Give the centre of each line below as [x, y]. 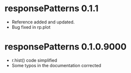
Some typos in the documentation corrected [56, 65]
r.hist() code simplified [34, 60]
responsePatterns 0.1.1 [52, 9]
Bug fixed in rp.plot [31, 27]
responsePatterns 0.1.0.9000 [66, 47]
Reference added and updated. [43, 22]
